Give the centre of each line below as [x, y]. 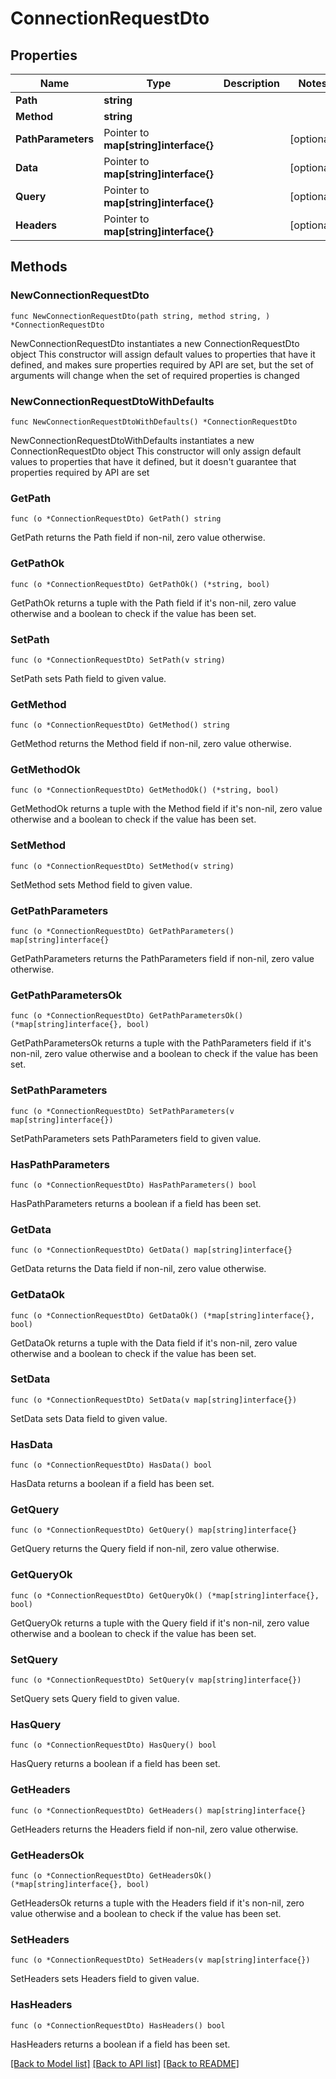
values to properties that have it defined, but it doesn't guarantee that [153, 461]
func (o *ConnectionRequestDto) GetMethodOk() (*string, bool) [145, 790]
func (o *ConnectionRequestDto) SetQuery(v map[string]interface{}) [156, 1680]
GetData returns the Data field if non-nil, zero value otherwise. [138, 1269]
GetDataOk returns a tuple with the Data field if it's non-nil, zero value [154, 1343]
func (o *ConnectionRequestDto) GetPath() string [116, 519]
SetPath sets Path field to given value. [88, 678]
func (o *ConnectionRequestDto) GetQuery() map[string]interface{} [154, 1530]
